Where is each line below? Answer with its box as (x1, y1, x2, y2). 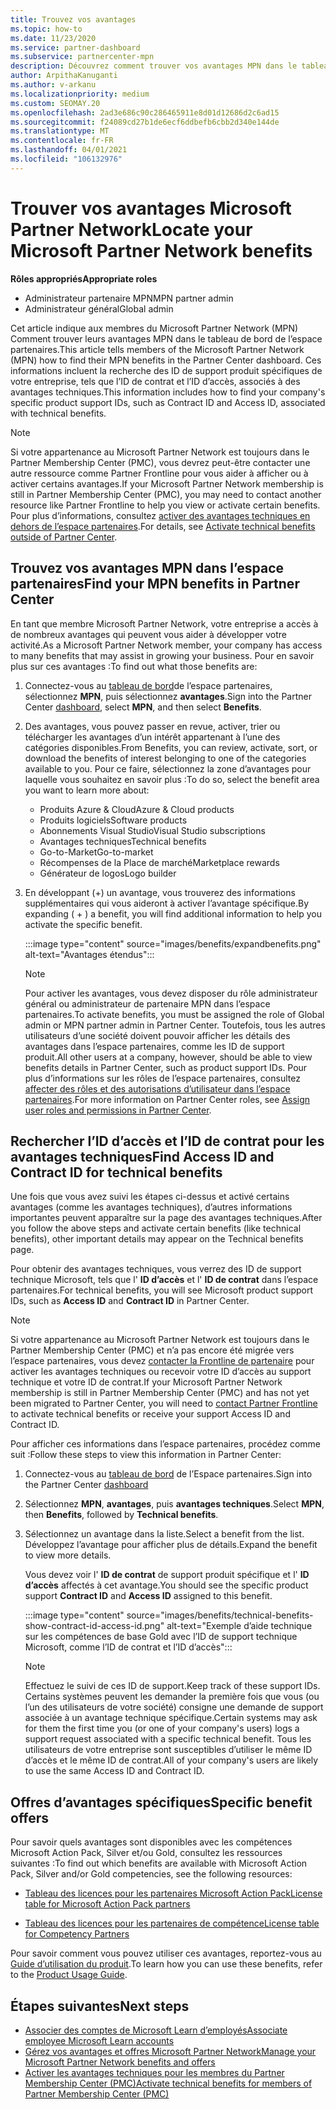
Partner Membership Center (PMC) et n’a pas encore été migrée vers (10, 1344, 295, 1356)
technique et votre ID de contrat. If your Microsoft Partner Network (10, 1376, 283, 1388)
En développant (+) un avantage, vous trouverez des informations (24, 886, 296, 898)
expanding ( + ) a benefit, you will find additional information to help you (24, 907, 323, 920)
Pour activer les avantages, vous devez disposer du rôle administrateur (24, 987, 318, 999)
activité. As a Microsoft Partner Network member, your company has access (10, 639, 323, 651)
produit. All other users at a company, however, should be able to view (24, 1051, 313, 1063)
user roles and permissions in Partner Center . (24, 1104, 212, 1116)
